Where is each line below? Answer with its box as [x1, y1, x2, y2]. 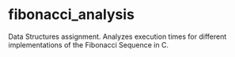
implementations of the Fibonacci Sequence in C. [8, 40, 169, 49]
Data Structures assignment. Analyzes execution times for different [8, 32, 227, 41]
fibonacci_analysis [8, 6, 135, 24]
